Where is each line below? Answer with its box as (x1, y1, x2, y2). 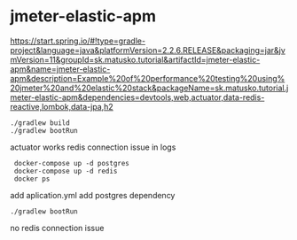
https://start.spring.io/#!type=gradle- (10, 35, 145, 46)
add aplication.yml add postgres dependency (10, 190, 176, 200)
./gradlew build (10, 118, 70, 128)
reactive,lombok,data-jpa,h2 (10, 101, 113, 112)
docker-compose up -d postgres (13, 159, 129, 167)
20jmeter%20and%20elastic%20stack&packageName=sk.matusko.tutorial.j (10, 82, 289, 93)
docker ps (13, 174, 51, 183)
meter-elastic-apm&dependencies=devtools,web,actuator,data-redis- (10, 91, 265, 103)
